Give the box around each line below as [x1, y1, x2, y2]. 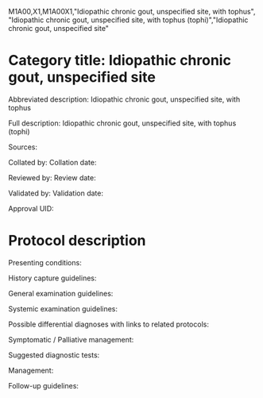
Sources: [8, 142, 38, 152]
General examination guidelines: [8, 288, 114, 298]
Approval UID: [8, 203, 54, 213]
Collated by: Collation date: [8, 157, 97, 167]
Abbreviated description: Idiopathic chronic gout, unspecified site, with [8, 95, 241, 104]
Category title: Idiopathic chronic [8, 52, 232, 70]
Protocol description [8, 232, 146, 249]
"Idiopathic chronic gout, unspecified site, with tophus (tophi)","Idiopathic [8, 15, 249, 25]
